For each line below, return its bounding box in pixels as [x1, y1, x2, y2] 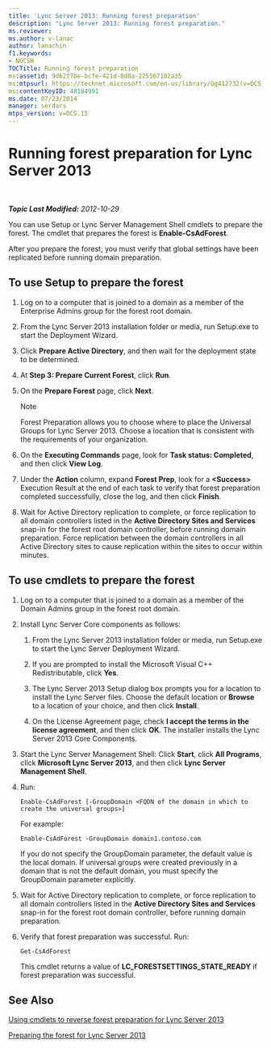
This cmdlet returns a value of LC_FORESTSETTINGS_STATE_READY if [19, 961, 258, 971]
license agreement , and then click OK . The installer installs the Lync [31, 725, 260, 734]
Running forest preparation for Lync [8, 145, 252, 163]
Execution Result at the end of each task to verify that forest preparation [19, 483, 261, 492]
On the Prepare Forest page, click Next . [19, 386, 154, 395]
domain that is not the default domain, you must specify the [19, 866, 219, 876]
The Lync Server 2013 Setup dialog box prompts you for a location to [31, 683, 261, 693]
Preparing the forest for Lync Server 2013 [8, 1030, 147, 1040]
